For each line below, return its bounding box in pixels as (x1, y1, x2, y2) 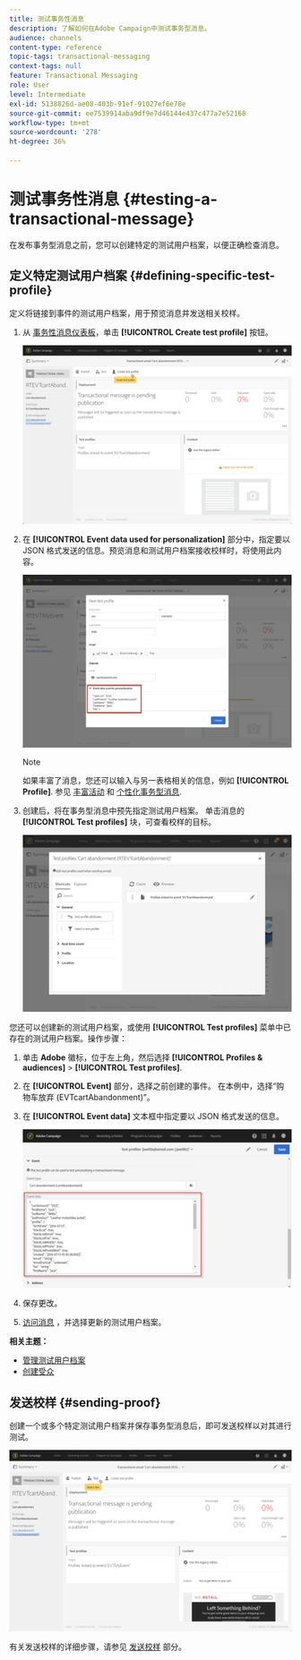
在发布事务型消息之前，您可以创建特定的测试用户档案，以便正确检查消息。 (9, 239, 284, 250)
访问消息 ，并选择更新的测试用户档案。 (21, 1317, 167, 1328)
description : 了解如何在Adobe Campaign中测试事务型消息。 (9, 23, 211, 33)
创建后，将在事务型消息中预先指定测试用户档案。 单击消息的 (21, 806, 245, 817)
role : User (9, 81, 50, 90)
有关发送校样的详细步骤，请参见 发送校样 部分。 (9, 1641, 186, 1652)
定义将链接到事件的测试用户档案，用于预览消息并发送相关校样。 (9, 307, 245, 318)
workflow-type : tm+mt (9, 118, 90, 127)
